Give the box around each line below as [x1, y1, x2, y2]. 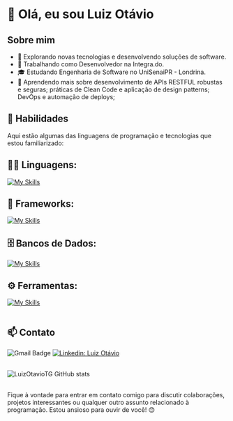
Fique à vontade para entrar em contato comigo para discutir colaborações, [7, 390, 225, 399]
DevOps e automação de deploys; [17, 93, 115, 101]
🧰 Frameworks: [7, 198, 75, 210]
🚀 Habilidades [7, 113, 68, 125]
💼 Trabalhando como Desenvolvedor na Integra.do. [17, 60, 165, 68]
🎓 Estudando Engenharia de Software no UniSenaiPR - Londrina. [17, 68, 206, 76]
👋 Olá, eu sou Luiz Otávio [7, 6, 155, 22]
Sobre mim [7, 34, 56, 46]
